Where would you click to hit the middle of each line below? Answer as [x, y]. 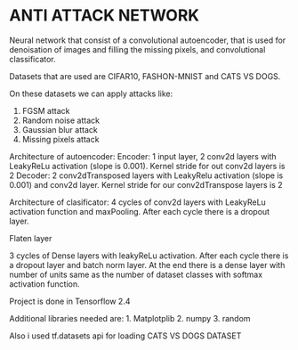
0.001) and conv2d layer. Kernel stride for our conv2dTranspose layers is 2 [146, 184]
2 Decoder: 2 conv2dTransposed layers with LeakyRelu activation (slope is [146, 175]
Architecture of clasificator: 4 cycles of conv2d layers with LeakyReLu [138, 202]
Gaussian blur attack [60, 129]
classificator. [32, 59]
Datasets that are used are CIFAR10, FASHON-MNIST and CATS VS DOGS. [145, 76]
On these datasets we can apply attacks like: [91, 94]
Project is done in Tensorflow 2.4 [70, 301]
